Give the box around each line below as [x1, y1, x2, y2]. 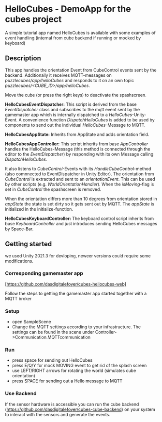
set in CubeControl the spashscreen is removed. [5, 186, 102, 192]
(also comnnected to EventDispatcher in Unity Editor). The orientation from [5, 171, 154, 177]
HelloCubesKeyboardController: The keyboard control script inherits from [5, 215, 154, 221]
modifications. [5, 258, 34, 264]
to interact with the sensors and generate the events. [5, 411, 110, 417]
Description [5, 54, 41, 63]
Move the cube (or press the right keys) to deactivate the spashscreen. [5, 92, 147, 98]
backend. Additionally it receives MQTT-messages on [5, 72, 112, 78]
